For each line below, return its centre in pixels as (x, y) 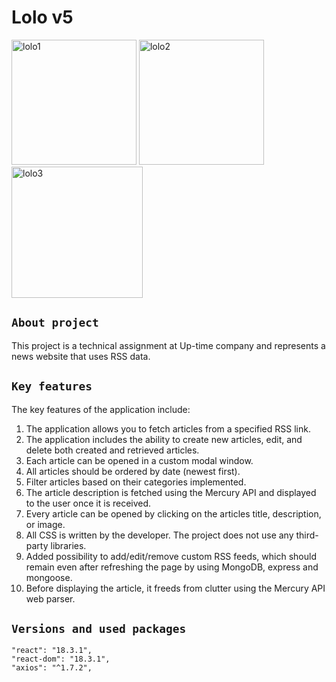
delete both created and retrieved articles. (112, 450)
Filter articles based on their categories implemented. (136, 482)
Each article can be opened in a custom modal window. (139, 460)
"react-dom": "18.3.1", (61, 659)
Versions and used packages (99, 628)
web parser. (50, 598)
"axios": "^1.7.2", (52, 668)
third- (307, 535)
